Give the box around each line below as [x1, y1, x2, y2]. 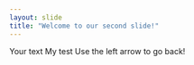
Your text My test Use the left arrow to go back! [9, 45, 186, 56]
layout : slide [9, 12, 63, 22]
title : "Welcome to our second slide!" [9, 21, 160, 30]
